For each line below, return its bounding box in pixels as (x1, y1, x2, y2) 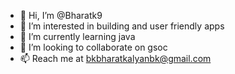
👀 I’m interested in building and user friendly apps (19, 20, 225, 32)
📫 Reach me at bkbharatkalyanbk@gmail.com (19, 53, 212, 64)
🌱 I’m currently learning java (19, 31, 136, 42)
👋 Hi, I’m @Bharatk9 (19, 10, 103, 21)
